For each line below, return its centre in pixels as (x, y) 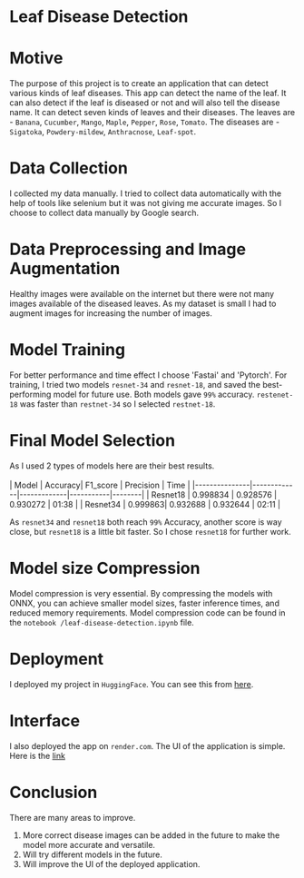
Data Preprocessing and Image (128, 249)
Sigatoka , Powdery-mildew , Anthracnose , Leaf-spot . (103, 132)
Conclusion (54, 792)
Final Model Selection (92, 441)
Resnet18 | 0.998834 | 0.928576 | (214, 494)
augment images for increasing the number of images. (111, 313)
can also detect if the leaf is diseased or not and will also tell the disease (145, 103)
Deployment (57, 659)
